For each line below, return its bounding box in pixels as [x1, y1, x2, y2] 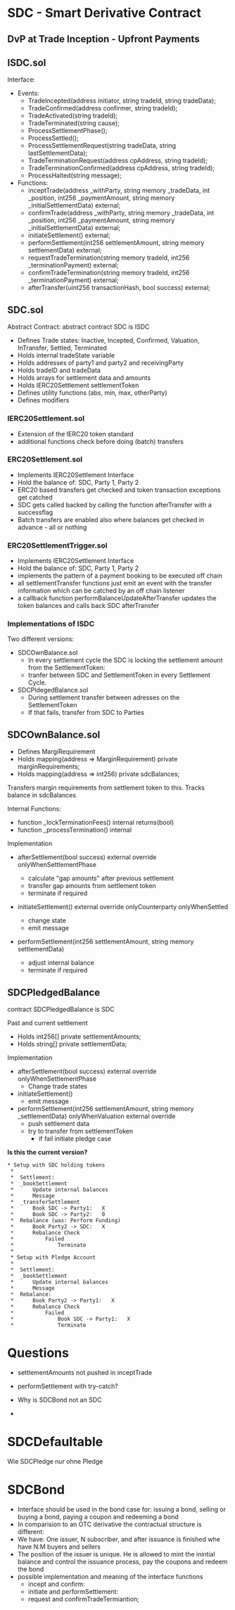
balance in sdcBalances [7, 791, 76, 799]
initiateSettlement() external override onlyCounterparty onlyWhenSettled [17, 903, 229, 911]
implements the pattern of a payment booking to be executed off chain [17, 571, 223, 580]
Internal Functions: [7, 804, 61, 813]
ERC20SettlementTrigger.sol [7, 540, 108, 550]
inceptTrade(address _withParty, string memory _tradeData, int [27, 186, 210, 195]
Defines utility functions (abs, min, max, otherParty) [17, 388, 167, 397]
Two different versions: [7, 635, 75, 643]
